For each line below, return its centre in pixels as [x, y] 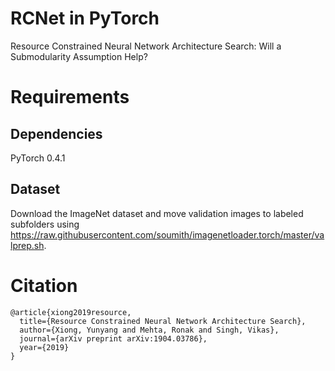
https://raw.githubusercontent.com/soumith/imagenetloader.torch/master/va [167, 234]
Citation [44, 285]
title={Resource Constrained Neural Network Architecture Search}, [163, 321]
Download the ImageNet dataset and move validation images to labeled [157, 213]
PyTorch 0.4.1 [38, 158]
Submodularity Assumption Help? [79, 56]
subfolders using [45, 224]
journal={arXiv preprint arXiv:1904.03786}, [113, 338]
